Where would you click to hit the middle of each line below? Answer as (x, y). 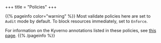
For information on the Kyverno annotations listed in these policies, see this (81, 30)
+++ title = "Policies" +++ (31, 7)
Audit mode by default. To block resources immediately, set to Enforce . (76, 21)
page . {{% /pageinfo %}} (30, 36)
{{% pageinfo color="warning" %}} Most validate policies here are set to (78, 16)
